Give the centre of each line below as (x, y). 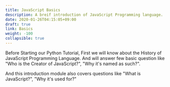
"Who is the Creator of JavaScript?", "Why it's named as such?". (73, 64)
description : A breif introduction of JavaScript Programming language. (84, 15)
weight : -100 (19, 34)
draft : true (18, 24)
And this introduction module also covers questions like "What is (73, 73)
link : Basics (19, 29)
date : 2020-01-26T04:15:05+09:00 (41, 19)
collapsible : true (25, 39)
